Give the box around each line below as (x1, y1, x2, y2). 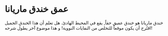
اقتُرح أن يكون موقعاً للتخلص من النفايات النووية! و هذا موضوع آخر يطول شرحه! (5, 25, 152, 31)
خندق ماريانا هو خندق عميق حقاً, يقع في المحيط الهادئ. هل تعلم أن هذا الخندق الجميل (5, 20, 163, 26)
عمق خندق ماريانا (5, 3, 69, 15)
